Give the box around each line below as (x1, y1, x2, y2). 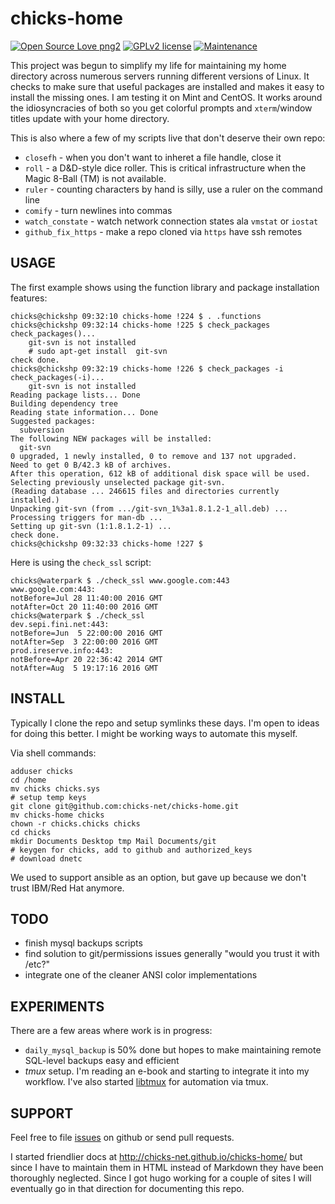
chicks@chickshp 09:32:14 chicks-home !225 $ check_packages (10, 320, 271, 330)
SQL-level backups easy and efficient (24, 1055, 180, 1067)
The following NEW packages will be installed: (10, 433, 213, 444)
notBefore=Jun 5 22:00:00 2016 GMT (10, 628, 163, 638)
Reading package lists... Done (10, 390, 141, 400)
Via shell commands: (10, 747, 97, 759)
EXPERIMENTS (10, 998, 105, 1015)
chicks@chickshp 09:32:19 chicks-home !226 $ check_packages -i (10, 363, 284, 374)
